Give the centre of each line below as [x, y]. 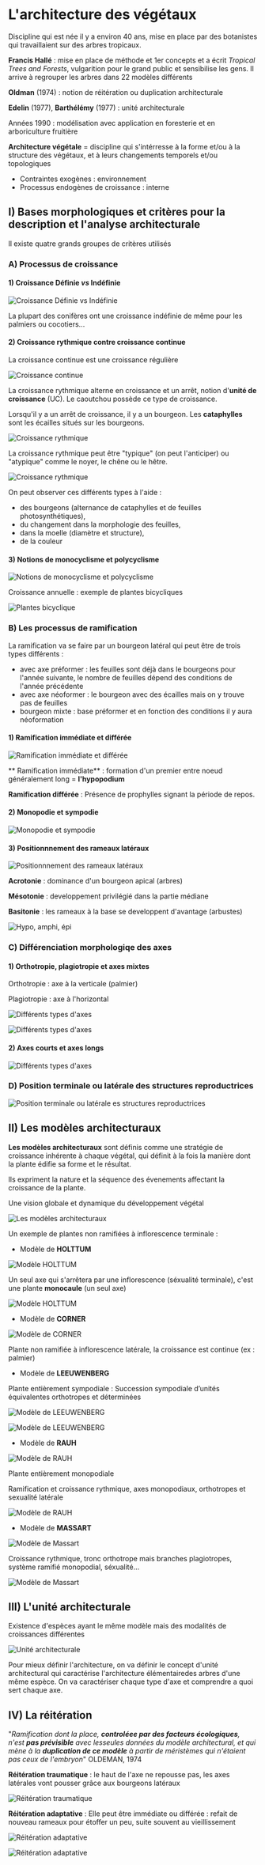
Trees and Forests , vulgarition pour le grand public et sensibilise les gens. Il [131, 68]
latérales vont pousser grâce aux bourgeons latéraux [94, 1783]
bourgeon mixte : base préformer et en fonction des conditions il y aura [136, 711]
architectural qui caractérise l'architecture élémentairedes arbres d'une [124, 1674]
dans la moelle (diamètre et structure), [82, 533]
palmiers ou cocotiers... [47, 324]
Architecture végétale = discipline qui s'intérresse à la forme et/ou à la [124, 146]
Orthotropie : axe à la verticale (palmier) [73, 984]
